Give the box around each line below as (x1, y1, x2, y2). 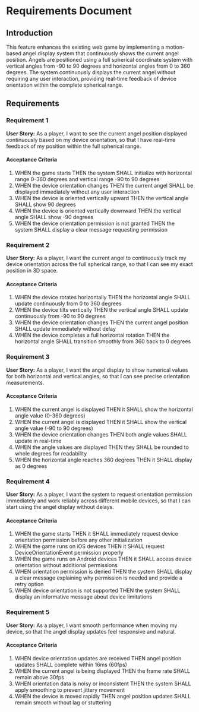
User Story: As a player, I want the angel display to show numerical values (6, 366, 188, 374)
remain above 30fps (14, 673, 64, 681)
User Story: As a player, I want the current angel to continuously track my (6, 254, 187, 262)
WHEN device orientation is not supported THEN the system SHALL (14, 587, 181, 594)
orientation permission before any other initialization (14, 536, 143, 544)
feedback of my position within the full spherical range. (6, 143, 141, 150)
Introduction (6, 28, 53, 38)
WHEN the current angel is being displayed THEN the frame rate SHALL (14, 667, 191, 675)
